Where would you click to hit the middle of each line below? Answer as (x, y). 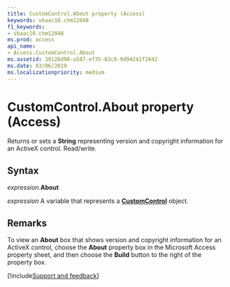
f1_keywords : (26, 27)
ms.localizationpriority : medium (56, 72)
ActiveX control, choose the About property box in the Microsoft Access (112, 247)
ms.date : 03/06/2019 (37, 66)
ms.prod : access (31, 40)
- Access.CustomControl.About (51, 53)
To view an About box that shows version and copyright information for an (114, 240)
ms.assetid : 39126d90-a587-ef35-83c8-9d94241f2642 (82, 59)
